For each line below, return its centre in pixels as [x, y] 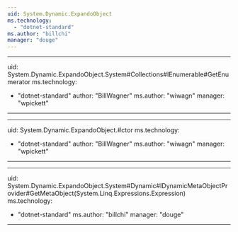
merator [19, 82]
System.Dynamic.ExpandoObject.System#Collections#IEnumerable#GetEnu [118, 74]
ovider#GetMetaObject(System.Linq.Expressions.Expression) [97, 193]
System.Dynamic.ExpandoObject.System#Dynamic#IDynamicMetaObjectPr [118, 186]
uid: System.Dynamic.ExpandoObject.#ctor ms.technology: [93, 130]
